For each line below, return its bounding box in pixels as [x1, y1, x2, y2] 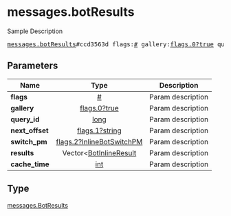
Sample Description [7, 27, 63, 35]
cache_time [10, 159, 49, 169]
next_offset [10, 126, 49, 135]
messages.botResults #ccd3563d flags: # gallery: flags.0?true [7, 40, 214, 48]
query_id [10, 115, 40, 124]
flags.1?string [76, 126, 122, 135]
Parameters [7, 60, 58, 72]
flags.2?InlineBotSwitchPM [56, 137, 143, 146]
